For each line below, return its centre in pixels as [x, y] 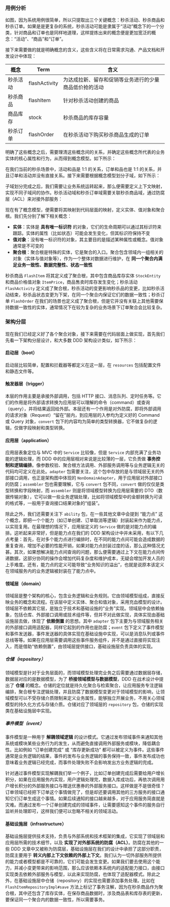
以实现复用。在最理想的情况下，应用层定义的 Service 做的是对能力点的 [79, 527]
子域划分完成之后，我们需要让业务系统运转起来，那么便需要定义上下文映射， [85, 187]
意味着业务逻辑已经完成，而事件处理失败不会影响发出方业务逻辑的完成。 [80, 763]
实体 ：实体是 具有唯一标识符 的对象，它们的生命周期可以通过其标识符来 [87, 227]
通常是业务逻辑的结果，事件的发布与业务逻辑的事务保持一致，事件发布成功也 [85, 756]
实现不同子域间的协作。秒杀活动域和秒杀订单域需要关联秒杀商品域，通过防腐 [85, 193]
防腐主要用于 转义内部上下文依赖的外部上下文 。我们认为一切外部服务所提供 [83, 855]
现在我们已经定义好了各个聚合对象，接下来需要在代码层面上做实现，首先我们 [85, 334]
